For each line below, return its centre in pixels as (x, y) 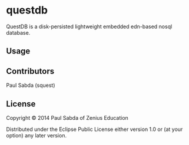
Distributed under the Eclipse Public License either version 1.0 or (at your (94, 129)
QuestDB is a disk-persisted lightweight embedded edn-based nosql (89, 26)
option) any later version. (36, 135)
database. (18, 32)
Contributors (30, 71)
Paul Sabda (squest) (31, 85)
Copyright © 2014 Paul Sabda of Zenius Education (67, 117)
